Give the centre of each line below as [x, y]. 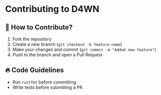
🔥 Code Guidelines [35, 70]
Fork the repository [32, 39]
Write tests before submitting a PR [47, 87]
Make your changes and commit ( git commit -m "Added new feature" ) [84, 49]
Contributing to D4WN [52, 9]
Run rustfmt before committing [44, 82]
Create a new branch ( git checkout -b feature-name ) [67, 44]
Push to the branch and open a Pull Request [57, 55]
